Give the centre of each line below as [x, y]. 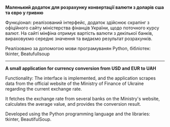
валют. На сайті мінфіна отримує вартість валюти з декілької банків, [79, 33]
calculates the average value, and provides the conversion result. [73, 104]
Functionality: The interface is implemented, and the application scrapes [80, 78]
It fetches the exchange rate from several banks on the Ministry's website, [83, 99]
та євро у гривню [25, 13]
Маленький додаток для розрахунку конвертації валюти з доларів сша [85, 7]
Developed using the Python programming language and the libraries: [78, 114]
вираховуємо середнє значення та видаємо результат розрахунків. [79, 38]
